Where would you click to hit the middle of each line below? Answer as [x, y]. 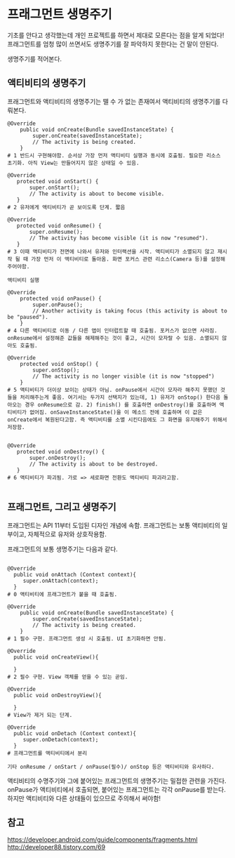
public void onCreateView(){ [56, 657]
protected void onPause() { [61, 298]
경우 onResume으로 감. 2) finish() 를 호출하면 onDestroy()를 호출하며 [120, 404]
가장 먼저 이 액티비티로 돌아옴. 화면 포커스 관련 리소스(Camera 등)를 [120, 259]
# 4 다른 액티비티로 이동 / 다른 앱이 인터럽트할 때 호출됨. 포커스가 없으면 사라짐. [112, 331]
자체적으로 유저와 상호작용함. [67, 534]
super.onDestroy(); [58, 458]
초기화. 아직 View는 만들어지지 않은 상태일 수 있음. [73, 163]
